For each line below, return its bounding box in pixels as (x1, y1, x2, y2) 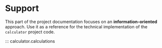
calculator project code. (5, 29, 55, 35)
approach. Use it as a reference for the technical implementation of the (5, 24, 148, 29)
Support (5, 3, 39, 14)
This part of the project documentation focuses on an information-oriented (5, 19, 158, 24)
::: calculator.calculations (5, 38, 55, 44)
